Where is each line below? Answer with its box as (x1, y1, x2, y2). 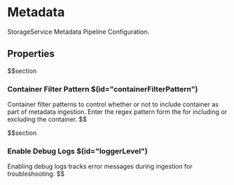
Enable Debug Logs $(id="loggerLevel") (7, 146, 148, 155)
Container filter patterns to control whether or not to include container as (7, 100, 219, 109)
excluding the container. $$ (7, 115, 87, 124)
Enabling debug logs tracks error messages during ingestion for (7, 162, 192, 171)
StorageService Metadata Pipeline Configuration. (7, 27, 150, 36)
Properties (7, 48, 55, 60)
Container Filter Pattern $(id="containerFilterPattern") (7, 84, 199, 94)
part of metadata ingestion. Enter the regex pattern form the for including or (7, 108, 228, 116)
